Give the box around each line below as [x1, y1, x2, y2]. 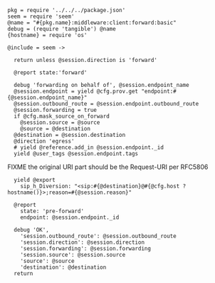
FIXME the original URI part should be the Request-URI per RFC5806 [7, 163, 209, 171]
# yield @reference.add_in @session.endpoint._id [14, 144, 164, 151]
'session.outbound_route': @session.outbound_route [20, 232, 177, 240]
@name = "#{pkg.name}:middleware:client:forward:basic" [7, 19, 177, 26]
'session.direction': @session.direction [20, 239, 145, 246]
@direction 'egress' [14, 138, 75, 145]
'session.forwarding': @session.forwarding [20, 245, 152, 252]
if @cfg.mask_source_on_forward [14, 113, 110, 120]
